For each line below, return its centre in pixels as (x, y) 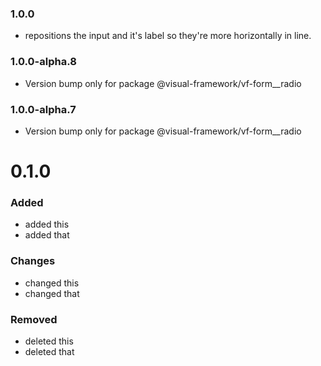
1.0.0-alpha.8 (43, 62)
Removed (34, 319)
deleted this (49, 341)
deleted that (49, 351)
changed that (52, 293)
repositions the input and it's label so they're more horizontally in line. (168, 36)
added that (47, 235)
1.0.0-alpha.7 (43, 109)
